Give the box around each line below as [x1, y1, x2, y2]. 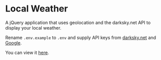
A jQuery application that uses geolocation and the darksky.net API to [5, 19, 151, 25]
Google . [5, 39, 22, 45]
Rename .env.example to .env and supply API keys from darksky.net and [5, 34, 156, 40]
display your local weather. [5, 24, 62, 30]
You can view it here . [5, 49, 49, 55]
